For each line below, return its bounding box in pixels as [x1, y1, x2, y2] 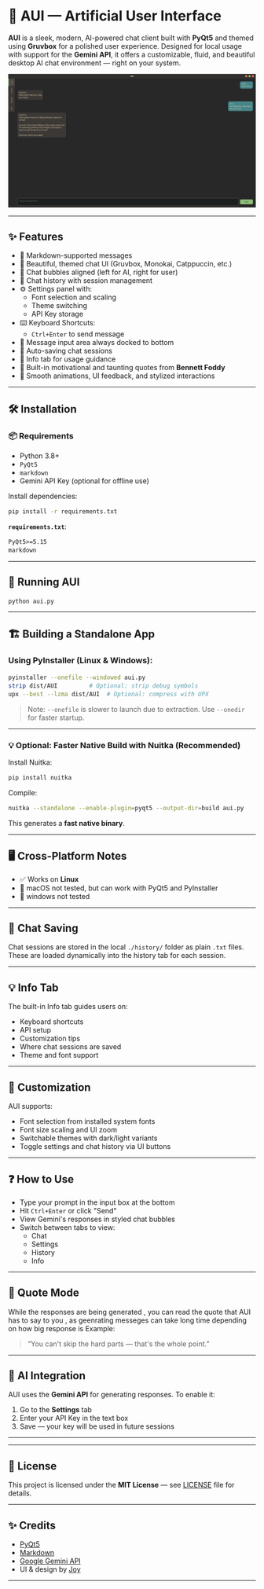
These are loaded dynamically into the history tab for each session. [8, 951, 226, 960]
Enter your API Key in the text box [19, 1414, 129, 1423]
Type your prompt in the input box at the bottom [19, 1198, 175, 1207]
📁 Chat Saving [8, 922, 79, 934]
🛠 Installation [8, 402, 77, 416]
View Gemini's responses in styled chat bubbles [19, 1214, 175, 1224]
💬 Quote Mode [8, 1286, 80, 1300]
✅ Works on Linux [19, 874, 79, 883]
